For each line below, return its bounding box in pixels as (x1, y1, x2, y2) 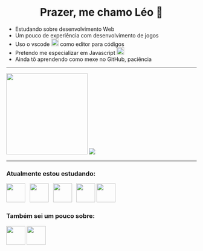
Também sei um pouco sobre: (6, 212, 95, 220)
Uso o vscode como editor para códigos (14, 40, 125, 48)
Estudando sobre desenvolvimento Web (14, 25, 115, 33)
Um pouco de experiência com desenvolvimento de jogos (14, 31, 159, 39)
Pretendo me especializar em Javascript (14, 49, 116, 56)
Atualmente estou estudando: (6, 169, 95, 177)
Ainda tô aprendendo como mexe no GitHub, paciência (14, 56, 152, 63)
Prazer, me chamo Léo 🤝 (40, 5, 163, 19)
